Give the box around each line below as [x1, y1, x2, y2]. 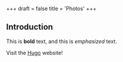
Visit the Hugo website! [6, 49, 64, 56]
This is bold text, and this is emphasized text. [6, 38, 117, 45]
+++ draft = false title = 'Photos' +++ [6, 5, 97, 12]
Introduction [6, 22, 53, 32]
